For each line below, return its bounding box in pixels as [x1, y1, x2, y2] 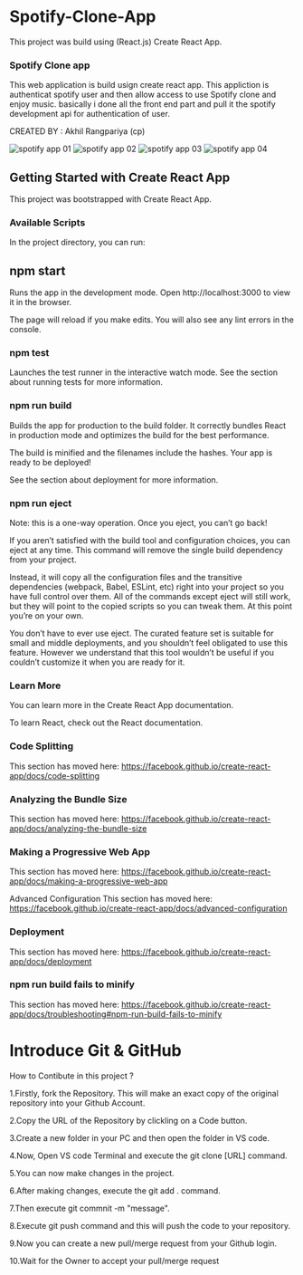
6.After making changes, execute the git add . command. [9, 1184, 222, 1196]
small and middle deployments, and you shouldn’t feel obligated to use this [9, 637, 288, 648]
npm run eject [9, 496, 72, 509]
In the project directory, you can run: [9, 237, 146, 248]
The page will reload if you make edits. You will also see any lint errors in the [9, 314, 294, 325]
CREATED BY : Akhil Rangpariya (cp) [9, 126, 146, 137]
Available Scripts [9, 216, 86, 228]
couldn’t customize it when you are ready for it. [9, 657, 185, 667]
